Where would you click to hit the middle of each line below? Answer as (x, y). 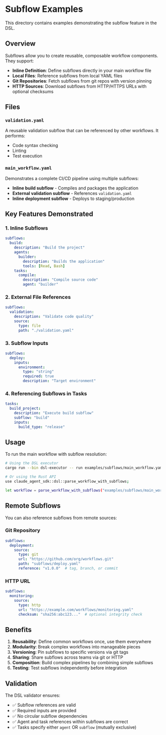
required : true (39, 376)
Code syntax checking (35, 146)
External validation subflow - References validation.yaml (72, 193)
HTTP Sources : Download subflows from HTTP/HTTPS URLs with (79, 86)
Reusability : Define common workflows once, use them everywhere (82, 641)
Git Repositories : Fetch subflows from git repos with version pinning (82, 81)
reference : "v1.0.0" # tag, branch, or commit (68, 568)
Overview (21, 44)
